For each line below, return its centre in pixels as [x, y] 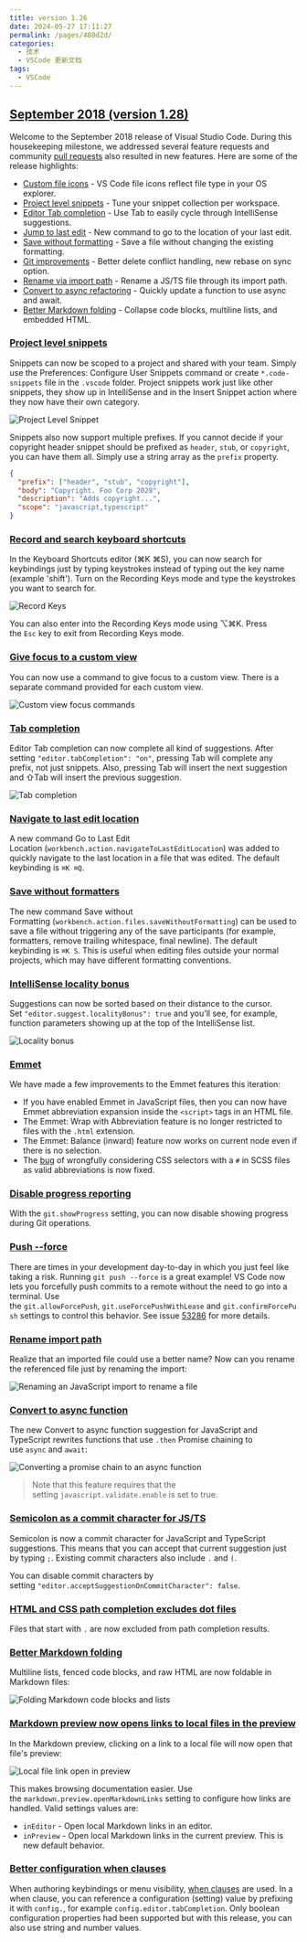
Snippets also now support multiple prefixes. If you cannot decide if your [146, 437]
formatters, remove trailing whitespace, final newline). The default [133, 940]
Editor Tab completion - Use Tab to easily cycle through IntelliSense [150, 212]
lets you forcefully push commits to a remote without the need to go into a [148, 1286]
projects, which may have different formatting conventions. [121, 960]
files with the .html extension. [79, 1131]
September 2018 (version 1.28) [99, 115]
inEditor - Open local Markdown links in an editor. [117, 1826]
